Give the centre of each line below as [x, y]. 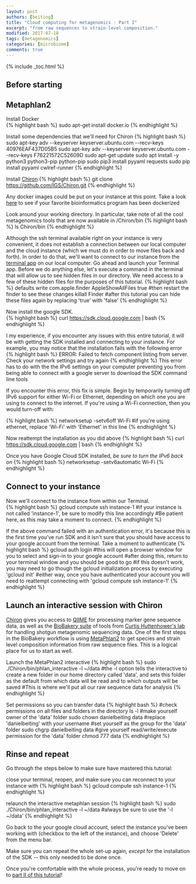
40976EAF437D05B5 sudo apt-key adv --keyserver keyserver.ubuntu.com [96, 149]
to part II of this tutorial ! [34, 875]
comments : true [25, 50]
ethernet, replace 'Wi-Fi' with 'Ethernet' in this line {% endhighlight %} [91, 426]
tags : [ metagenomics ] [32, 39]
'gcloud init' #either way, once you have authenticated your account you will [98, 574]
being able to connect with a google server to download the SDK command [97, 372]
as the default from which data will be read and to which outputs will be [92, 680]
